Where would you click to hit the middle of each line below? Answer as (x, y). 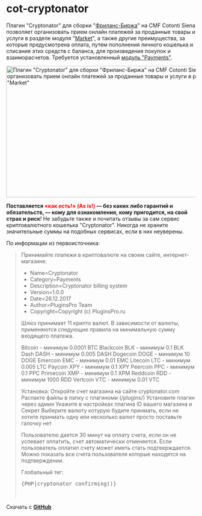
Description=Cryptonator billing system (79, 286)
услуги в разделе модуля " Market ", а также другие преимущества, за (96, 38)
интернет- (176, 254)
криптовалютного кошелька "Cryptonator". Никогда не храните (87, 225)
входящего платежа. (47, 336)
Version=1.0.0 (47, 292)
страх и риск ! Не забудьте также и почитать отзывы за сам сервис (93, 218)
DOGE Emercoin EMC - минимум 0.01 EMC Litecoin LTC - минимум (106, 360)
